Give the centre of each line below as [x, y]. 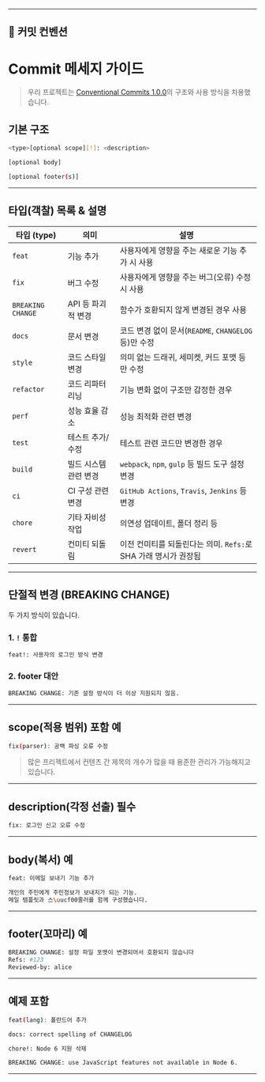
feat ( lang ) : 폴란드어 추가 [47, 1020]
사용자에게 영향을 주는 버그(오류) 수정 [185, 277]
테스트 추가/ [88, 437]
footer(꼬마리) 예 [48, 934]
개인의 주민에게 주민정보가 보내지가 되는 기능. [73, 892]
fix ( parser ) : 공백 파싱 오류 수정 [58, 746]
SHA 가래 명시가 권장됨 [160, 556]
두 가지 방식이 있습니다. [44, 615]
